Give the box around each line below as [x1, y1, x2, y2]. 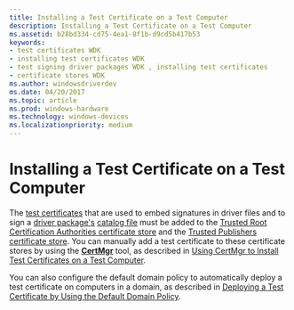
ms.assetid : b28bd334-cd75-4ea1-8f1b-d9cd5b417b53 [9, 29, 201, 38]
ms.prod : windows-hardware [9, 104, 109, 113]
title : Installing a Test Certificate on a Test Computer [9, 12, 228, 22]
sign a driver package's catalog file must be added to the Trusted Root [9, 216, 267, 227]
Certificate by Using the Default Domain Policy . [9, 290, 181, 301]
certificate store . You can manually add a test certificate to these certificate [9, 235, 286, 246]
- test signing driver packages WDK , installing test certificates [9, 63, 268, 72]
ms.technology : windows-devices [9, 112, 129, 121]
